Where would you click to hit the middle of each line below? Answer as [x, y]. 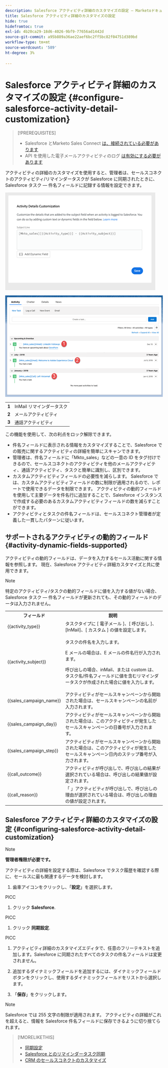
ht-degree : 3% [20, 53]
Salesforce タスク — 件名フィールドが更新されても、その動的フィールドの [81, 597]
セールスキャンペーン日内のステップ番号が [109, 754]
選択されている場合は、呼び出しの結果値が [109, 774]
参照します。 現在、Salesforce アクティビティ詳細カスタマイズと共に [84, 564]
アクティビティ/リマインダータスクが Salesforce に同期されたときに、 [85, 179]
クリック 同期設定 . [31, 928]
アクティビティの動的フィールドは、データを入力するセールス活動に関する [81, 558]
